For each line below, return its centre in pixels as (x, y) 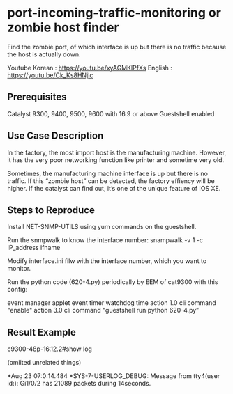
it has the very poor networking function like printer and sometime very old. (116, 160)
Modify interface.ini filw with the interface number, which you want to (107, 261)
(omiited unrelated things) (44, 363)
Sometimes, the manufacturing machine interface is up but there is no (107, 173)
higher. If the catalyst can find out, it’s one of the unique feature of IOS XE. (114, 188)
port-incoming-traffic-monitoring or (114, 13)
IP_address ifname (34, 248)
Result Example (42, 332)
